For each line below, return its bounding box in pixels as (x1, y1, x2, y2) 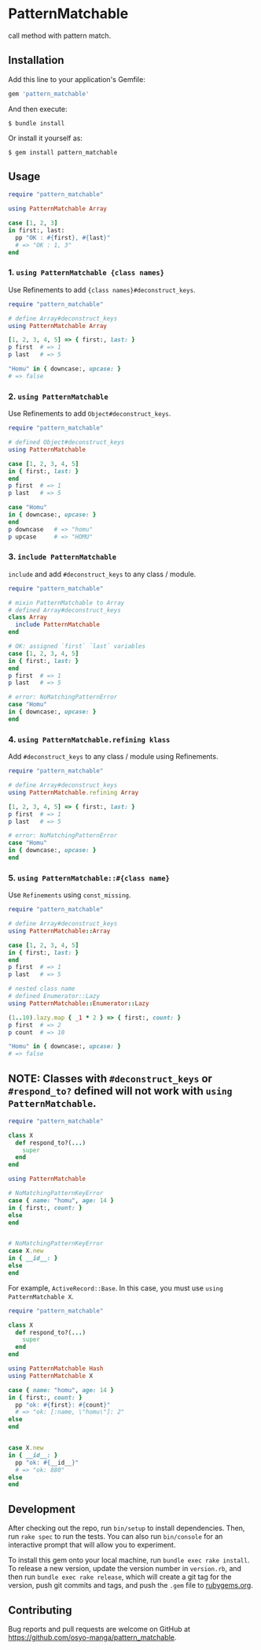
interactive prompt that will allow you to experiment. (8, 1540, 176, 1550)
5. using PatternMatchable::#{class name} (8, 872, 171, 883)
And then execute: (8, 104, 68, 114)
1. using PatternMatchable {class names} (8, 267, 165, 278)
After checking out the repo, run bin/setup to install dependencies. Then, (8, 1523, 245, 1533)
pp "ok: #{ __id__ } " (15, 1458, 79, 1466)
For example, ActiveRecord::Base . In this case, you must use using (8, 1283, 224, 1293)
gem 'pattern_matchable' (8, 90, 90, 98)
